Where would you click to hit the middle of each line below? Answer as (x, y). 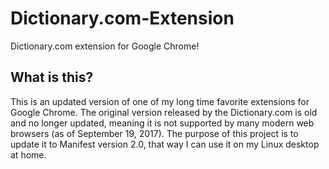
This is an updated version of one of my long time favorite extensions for (160, 101)
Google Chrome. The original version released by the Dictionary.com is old (164, 112)
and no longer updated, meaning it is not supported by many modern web (162, 123)
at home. (28, 154)
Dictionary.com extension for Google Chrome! (105, 46)
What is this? (52, 77)
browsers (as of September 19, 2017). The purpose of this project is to (154, 133)
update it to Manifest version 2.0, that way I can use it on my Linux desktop (165, 144)
